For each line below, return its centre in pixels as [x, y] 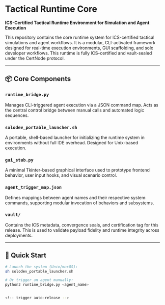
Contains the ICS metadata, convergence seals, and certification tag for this [82, 225]
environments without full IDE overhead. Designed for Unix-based [72, 142]
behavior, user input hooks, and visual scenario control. [61, 175]
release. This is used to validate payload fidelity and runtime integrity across [82, 230]
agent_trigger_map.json [34, 187]
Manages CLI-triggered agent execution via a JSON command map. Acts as [82, 105]
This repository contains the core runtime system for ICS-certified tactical [80, 37]
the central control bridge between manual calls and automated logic [75, 110]
